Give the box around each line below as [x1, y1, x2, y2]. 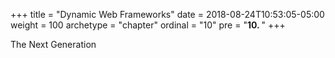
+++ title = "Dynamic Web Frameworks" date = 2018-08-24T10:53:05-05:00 [10, 9, 325, 20]
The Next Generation [10, 39, 97, 50]
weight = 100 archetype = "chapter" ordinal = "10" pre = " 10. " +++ [10, 19, 286, 31]
